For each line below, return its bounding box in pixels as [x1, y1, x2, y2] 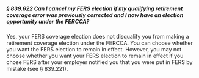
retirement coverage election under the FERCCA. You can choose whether [6, 39, 194, 47]
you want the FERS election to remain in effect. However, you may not [6, 45, 182, 53]
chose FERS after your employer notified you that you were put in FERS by [6, 58, 193, 66]
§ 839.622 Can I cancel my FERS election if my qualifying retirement [6, 5, 183, 12]
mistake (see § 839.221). [6, 65, 68, 72]
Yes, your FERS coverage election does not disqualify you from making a [6, 33, 189, 40]
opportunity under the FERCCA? [6, 18, 90, 25]
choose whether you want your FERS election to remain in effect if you [6, 52, 184, 59]
